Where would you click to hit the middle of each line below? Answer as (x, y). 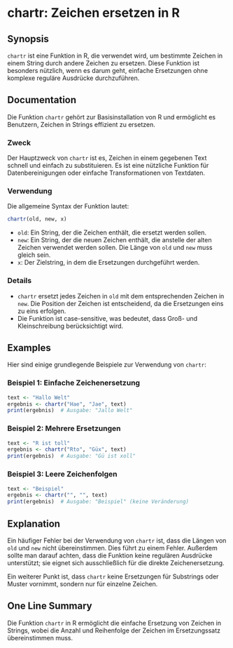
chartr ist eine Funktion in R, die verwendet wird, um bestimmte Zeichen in (115, 55)
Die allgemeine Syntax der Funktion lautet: (68, 206)
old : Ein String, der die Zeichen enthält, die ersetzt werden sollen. (112, 232)
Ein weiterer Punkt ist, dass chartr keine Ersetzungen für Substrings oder (113, 576)
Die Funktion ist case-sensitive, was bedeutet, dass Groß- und (107, 318)
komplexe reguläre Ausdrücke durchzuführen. (73, 78)
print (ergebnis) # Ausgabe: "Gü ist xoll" (72, 456)
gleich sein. (34, 255)
